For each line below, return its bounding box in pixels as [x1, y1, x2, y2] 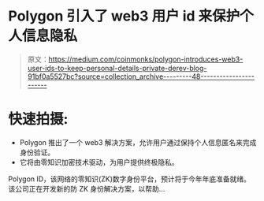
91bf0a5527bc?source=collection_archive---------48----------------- [27, 72, 255, 81]
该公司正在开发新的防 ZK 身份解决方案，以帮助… [8, 184, 165, 193]
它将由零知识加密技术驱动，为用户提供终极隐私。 [19, 157, 179, 166]
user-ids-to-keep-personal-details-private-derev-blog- [27, 63, 207, 73]
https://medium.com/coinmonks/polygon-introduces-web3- [48, 54, 244, 64]
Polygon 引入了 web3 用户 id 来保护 [8, 7, 240, 25]
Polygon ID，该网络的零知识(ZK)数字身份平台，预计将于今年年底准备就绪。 [8, 174, 251, 184]
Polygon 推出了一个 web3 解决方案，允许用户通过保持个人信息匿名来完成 [19, 137, 257, 147]
